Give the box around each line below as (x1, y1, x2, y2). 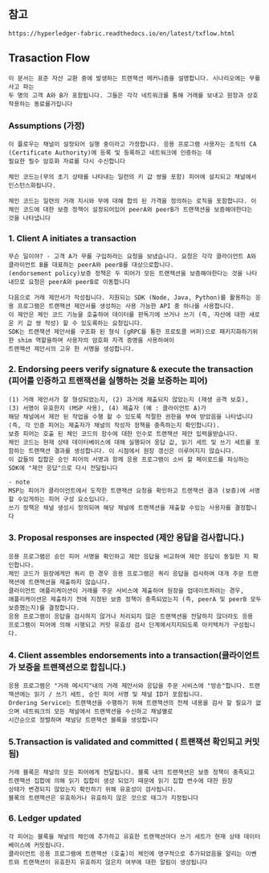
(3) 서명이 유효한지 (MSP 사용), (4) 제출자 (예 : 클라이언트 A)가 (8, 404, 206, 412)
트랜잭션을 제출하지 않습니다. (27, 578, 111, 586)
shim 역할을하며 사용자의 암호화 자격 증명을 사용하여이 (17, 336, 175, 344)
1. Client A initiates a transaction (8, 233, 137, 244)
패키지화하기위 (219, 328, 259, 336)
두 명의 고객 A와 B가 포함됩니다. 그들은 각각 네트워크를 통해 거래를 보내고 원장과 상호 (8, 91, 259, 99)
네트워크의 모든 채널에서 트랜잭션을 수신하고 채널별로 (22, 707, 173, 716)
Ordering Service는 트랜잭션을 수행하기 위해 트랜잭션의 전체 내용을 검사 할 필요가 (8, 699, 253, 707)
